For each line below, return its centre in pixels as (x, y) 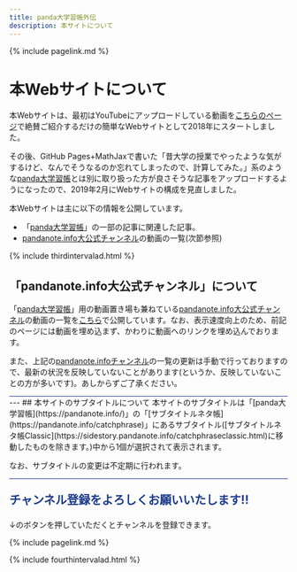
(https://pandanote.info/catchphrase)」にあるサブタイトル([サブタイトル (141, 425)
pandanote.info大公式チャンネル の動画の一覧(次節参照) (122, 238)
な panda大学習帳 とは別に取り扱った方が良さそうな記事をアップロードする (145, 179)
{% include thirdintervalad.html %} (72, 256)
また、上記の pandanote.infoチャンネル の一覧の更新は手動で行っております (145, 361)
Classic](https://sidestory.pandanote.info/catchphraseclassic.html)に (150, 436)
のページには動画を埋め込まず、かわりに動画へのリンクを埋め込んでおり (141, 331)
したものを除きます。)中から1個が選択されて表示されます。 (122, 447)
